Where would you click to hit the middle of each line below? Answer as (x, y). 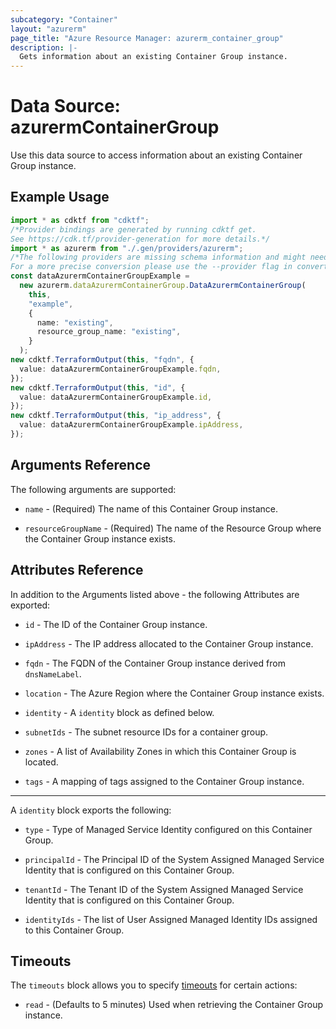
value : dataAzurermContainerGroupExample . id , (116, 397)
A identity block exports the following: (91, 810)
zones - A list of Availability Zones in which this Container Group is (160, 751)
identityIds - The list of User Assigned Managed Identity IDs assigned (171, 919)
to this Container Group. (74, 930)
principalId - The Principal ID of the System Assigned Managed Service (174, 859)
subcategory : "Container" (64, 19)
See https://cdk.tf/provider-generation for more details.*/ (140, 239)
